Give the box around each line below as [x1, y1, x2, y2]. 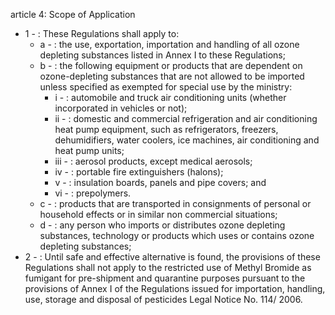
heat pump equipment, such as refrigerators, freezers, [54, 124, 279, 135]
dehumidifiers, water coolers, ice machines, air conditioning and [54, 134, 320, 146]
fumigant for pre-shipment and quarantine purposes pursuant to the [24, 272, 306, 284]
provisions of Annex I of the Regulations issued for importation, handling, [24, 283, 326, 294]
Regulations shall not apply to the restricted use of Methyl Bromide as [24, 262, 312, 273]
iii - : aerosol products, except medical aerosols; [54, 155, 253, 167]
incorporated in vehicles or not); [54, 102, 188, 114]
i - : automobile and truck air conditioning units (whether [54, 92, 287, 103]
